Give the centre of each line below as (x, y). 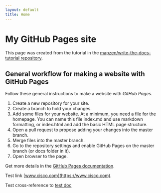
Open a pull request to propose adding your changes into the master (83, 130)
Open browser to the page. (40, 156)
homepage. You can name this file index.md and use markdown (78, 119)
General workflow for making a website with (75, 74)
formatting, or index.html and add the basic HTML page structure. (80, 125)
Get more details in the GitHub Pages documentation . (60, 166)
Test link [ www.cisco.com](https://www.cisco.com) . (59, 176)
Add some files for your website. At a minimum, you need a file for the (84, 114)
